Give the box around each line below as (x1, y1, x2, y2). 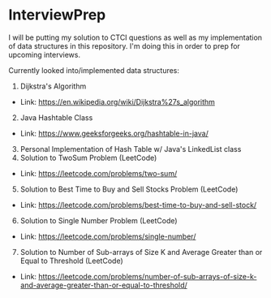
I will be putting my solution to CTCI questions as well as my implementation (8, 32, 262, 42)
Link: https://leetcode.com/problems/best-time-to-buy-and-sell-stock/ (19, 200, 257, 209)
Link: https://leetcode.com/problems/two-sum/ (19, 168, 178, 178)
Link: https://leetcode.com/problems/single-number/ (19, 231, 196, 241)
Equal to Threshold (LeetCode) (19, 256, 123, 266)
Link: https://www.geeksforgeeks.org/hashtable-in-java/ (19, 128, 209, 138)
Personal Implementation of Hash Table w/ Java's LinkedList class (19, 144, 242, 153)
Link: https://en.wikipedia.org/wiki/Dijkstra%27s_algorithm (19, 97, 215, 106)
